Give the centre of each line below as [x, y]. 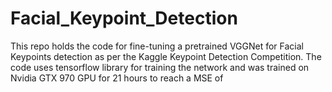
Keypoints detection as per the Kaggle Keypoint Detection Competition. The [166, 56]
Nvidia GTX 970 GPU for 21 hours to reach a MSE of [117, 78]
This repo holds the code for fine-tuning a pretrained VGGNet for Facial [157, 46]
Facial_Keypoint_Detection [124, 18]
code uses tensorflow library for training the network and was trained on [160, 67]
